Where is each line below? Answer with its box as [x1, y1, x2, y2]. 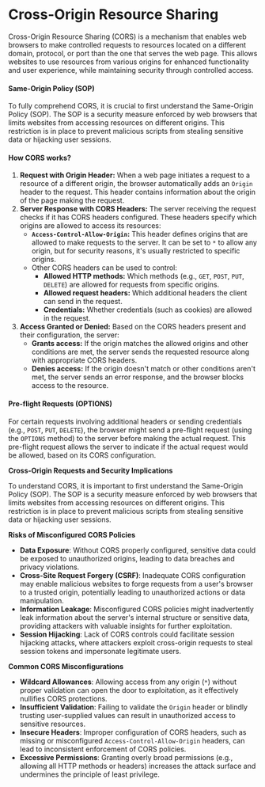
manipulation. [19, 595, 65, 605]
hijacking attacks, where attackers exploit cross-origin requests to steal [19, 637, 253, 647]
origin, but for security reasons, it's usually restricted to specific [31, 246, 240, 256]
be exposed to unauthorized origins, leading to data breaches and [19, 553, 235, 563]
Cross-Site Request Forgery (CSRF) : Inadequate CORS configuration [19, 570, 247, 580]
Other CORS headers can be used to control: [31, 263, 178, 272]
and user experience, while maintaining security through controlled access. [8, 65, 254, 74]
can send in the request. [43, 297, 123, 306]
